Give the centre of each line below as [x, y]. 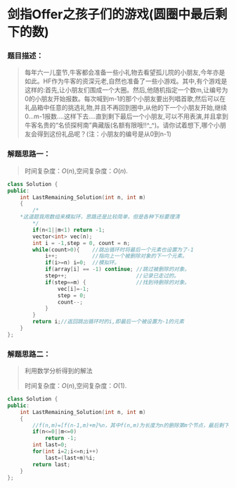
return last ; [52, 464]
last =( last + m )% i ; [70, 458]
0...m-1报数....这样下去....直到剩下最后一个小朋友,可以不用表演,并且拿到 [126, 116]
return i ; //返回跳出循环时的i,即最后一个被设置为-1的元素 [109, 322]
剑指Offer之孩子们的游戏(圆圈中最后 [111, 14]
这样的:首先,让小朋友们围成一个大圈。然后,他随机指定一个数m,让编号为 [126, 90]
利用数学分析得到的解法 [58, 371]
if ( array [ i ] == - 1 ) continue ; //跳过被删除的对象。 [117, 269]
